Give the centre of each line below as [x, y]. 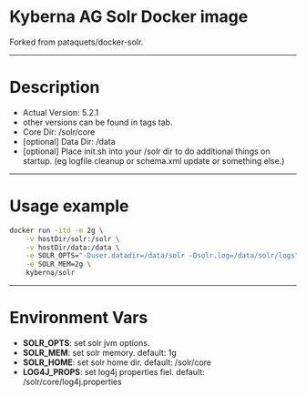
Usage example [69, 206]
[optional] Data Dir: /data [69, 141]
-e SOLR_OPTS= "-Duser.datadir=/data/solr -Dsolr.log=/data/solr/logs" [163, 256]
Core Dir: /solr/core [59, 132]
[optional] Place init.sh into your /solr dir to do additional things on [146, 151]
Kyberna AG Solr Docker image [129, 17]
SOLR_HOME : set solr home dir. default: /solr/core [117, 362]
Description [55, 87]
